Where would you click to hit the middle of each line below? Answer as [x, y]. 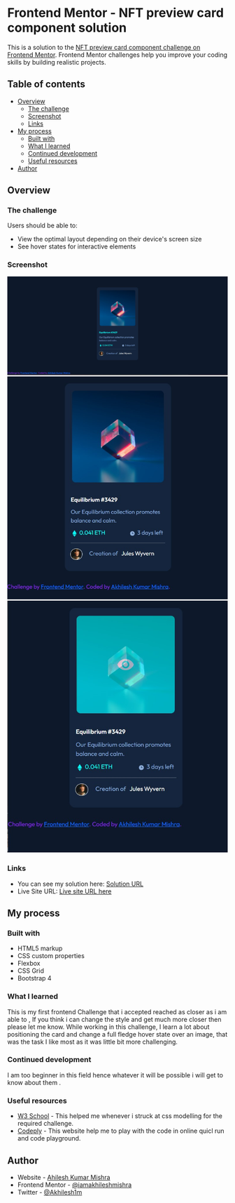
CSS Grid [30, 971]
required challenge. [45, 1124]
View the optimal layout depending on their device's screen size [109, 239]
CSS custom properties [51, 956]
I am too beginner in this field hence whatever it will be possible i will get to [115, 1075]
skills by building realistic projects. [57, 62]
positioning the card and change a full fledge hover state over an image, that [117, 1034]
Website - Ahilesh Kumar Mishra [64, 1177]
